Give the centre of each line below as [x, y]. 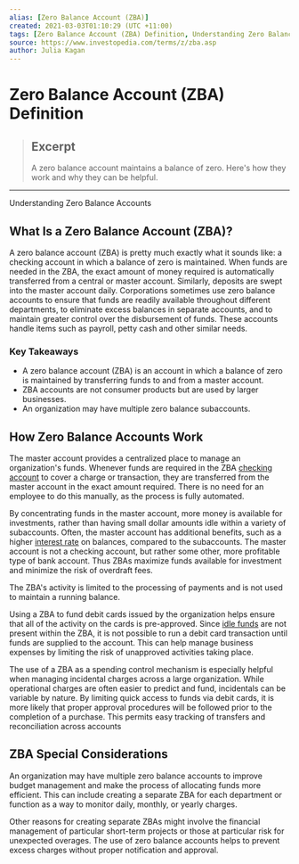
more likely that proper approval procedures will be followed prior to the [141, 708]
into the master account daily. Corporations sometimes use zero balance [142, 290]
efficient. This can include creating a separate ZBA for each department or [146, 794]
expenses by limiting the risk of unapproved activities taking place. [131, 653]
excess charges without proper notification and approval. [114, 850]
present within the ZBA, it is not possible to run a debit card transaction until [148, 633]
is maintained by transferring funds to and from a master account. [143, 381]
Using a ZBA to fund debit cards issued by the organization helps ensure [142, 614]
